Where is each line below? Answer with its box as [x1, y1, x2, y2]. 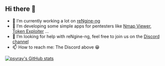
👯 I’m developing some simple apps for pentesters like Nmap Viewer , [12, 23, 152, 29]
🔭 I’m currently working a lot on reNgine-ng [12, 18, 100, 23]
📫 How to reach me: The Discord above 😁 [12, 44, 100, 50]
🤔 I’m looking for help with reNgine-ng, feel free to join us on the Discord [12, 33, 160, 39]
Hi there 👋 [5, 5, 36, 13]
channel [12, 39, 29, 44]
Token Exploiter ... [12, 28, 49, 34]
